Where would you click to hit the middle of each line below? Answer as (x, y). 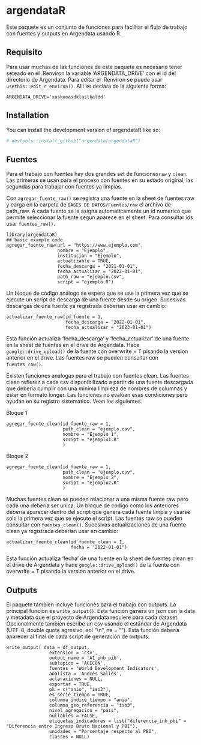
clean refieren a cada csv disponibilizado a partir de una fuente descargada (100, 382)
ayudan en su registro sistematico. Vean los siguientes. (74, 401)
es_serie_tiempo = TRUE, (80, 695)
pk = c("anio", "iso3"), (80, 690)
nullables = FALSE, (73, 716)
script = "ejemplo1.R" (91, 440)
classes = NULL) (69, 737)
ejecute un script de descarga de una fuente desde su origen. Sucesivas (96, 300)
